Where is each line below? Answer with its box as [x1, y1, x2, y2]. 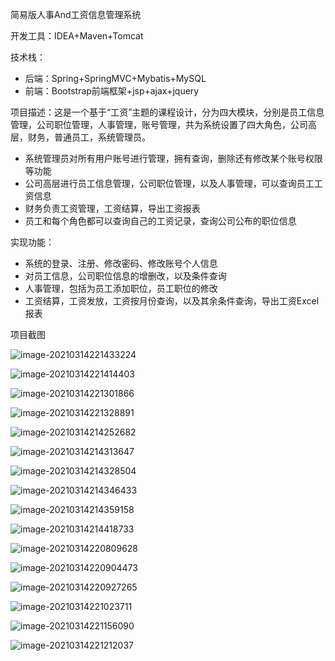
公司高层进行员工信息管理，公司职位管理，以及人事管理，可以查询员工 [24, 178, 315, 189]
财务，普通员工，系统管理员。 [27, 131, 151, 143]
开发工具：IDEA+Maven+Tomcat [10, 30, 144, 42]
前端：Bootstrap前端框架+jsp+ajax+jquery [24, 85, 200, 97]
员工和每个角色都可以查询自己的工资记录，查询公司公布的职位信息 [24, 215, 297, 227]
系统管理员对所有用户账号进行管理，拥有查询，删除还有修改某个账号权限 [24, 153, 323, 164]
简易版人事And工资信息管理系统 [10, 9, 142, 20]
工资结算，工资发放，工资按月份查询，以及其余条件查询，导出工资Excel [24, 295, 320, 307]
